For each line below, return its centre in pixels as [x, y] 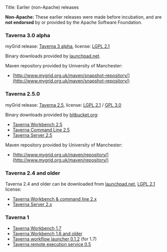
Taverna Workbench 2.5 [37, 124]
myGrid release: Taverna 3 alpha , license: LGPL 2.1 [58, 46]
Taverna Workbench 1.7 [37, 228]
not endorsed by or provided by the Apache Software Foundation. [74, 22]
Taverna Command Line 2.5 [41, 130]
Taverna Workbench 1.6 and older [48, 234]
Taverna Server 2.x [32, 204]
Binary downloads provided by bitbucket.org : [52, 115]
